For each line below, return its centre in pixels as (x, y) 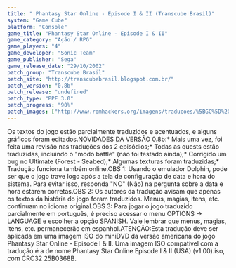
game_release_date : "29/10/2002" (56, 66)
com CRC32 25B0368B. (42, 258)
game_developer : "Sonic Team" (52, 53)
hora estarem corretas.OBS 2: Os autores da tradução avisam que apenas (114, 191)
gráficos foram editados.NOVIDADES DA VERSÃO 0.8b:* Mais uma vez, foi (115, 139)
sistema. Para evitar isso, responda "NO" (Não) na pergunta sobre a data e (115, 184)
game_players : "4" (34, 46)
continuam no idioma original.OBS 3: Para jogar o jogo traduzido (100, 206)
